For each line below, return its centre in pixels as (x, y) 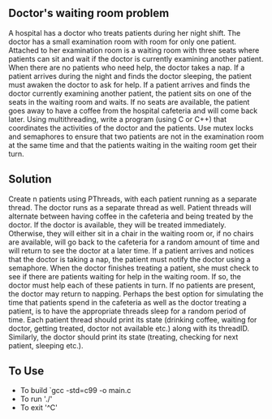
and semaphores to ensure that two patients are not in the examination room (136, 136)
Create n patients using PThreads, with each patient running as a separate (133, 199)
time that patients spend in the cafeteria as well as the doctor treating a (127, 302)
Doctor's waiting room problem (89, 13)
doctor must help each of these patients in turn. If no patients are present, (132, 285)
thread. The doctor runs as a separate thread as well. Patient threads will (130, 207)
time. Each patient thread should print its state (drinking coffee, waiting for (133, 319)
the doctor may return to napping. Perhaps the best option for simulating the (136, 294)
